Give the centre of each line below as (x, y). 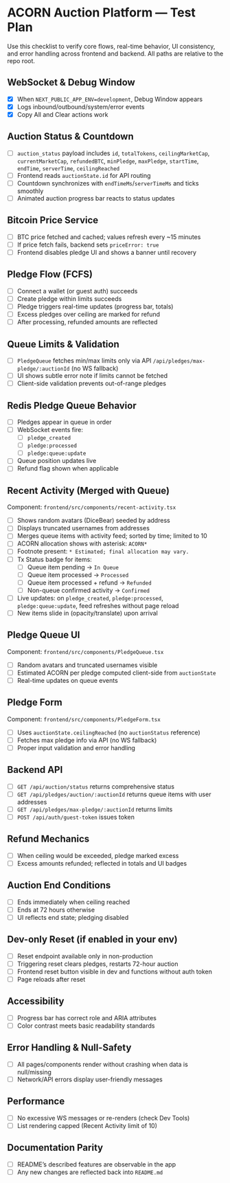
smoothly (30, 191)
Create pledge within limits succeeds (69, 298)
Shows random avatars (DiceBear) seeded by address (93, 521)
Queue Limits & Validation (64, 344)
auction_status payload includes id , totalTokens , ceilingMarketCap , (113, 153)
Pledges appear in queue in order (64, 422)
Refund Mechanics (48, 839)
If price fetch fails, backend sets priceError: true (88, 245)
